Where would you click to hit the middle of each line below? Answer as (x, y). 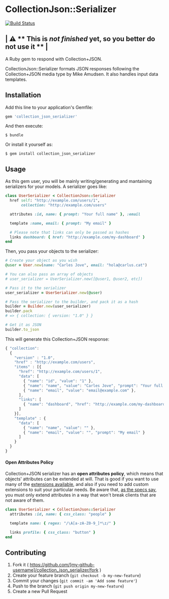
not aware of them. (25, 501)
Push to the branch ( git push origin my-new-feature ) (68, 586)
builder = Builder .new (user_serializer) (48, 307)
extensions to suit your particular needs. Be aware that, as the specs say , (81, 490)
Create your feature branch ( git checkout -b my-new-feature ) (77, 575)
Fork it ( (21, 565)
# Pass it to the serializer (36, 288)
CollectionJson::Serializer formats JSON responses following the (72, 68)
